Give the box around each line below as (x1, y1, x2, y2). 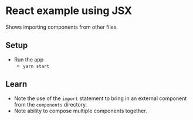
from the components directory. (13, 101, 87, 108)
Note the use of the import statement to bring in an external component (13, 95, 187, 102)
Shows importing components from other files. (5, 23, 118, 30)
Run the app (13, 56, 44, 63)
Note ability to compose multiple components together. (13, 107, 147, 114)
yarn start (22, 63, 50, 69)
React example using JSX (5, 4, 133, 18)
